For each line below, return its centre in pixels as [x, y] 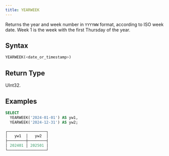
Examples [21, 101]
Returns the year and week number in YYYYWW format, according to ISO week [84, 24]
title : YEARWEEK [22, 10]
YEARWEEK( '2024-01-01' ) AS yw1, [44, 118]
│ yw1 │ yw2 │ [27, 136]
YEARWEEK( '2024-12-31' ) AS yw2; [44, 122]
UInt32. [13, 85]
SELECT [12, 113]
